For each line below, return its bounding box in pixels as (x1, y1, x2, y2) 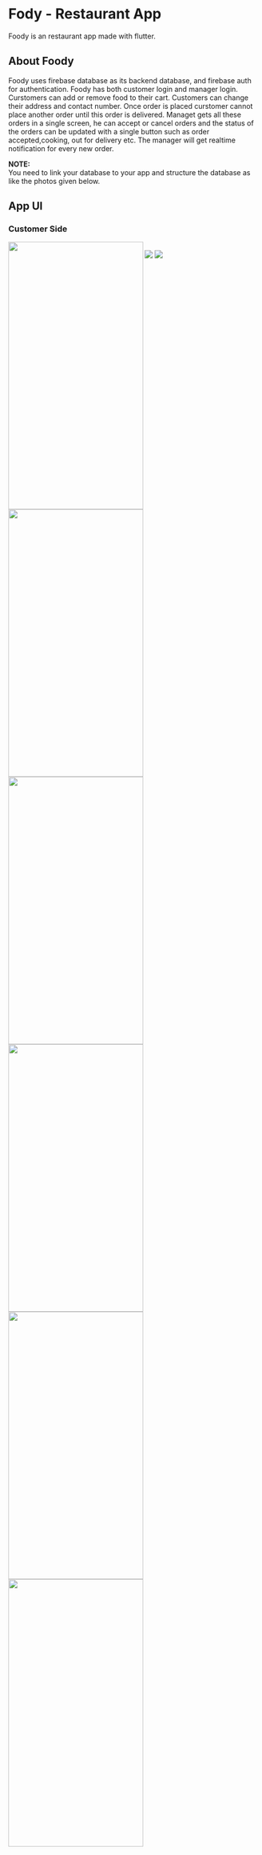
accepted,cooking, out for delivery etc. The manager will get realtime (8, 135, 236, 145)
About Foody (8, 54, 74, 68)
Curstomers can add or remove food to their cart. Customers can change (8, 93, 249, 102)
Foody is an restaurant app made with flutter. (8, 31, 156, 41)
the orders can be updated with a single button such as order (8, 126, 210, 136)
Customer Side (8, 223, 68, 234)
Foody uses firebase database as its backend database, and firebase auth (8, 75, 252, 85)
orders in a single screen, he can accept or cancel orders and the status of (8, 118, 254, 128)
